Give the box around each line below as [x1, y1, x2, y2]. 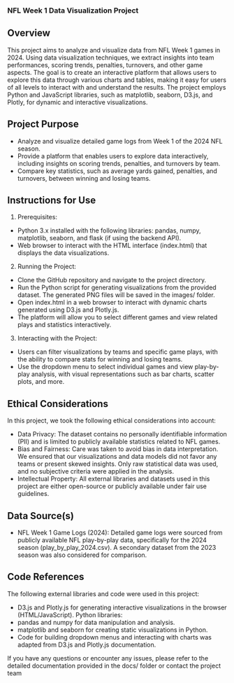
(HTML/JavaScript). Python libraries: [17, 610, 123, 619]
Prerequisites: [17, 213, 58, 221]
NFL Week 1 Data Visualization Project [7, 6, 139, 15]
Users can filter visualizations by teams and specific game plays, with [17, 347, 219, 356]
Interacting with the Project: [17, 334, 98, 343]
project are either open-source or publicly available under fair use [17, 482, 207, 490]
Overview [7, 27, 51, 39]
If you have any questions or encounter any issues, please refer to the [7, 654, 209, 662]
